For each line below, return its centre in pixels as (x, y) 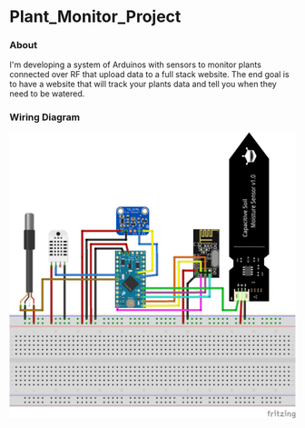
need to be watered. (47, 94)
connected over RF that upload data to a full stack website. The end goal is (149, 75)
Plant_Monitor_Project (95, 17)
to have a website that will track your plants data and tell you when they (143, 85)
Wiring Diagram (44, 117)
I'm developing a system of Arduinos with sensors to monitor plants (135, 65)
